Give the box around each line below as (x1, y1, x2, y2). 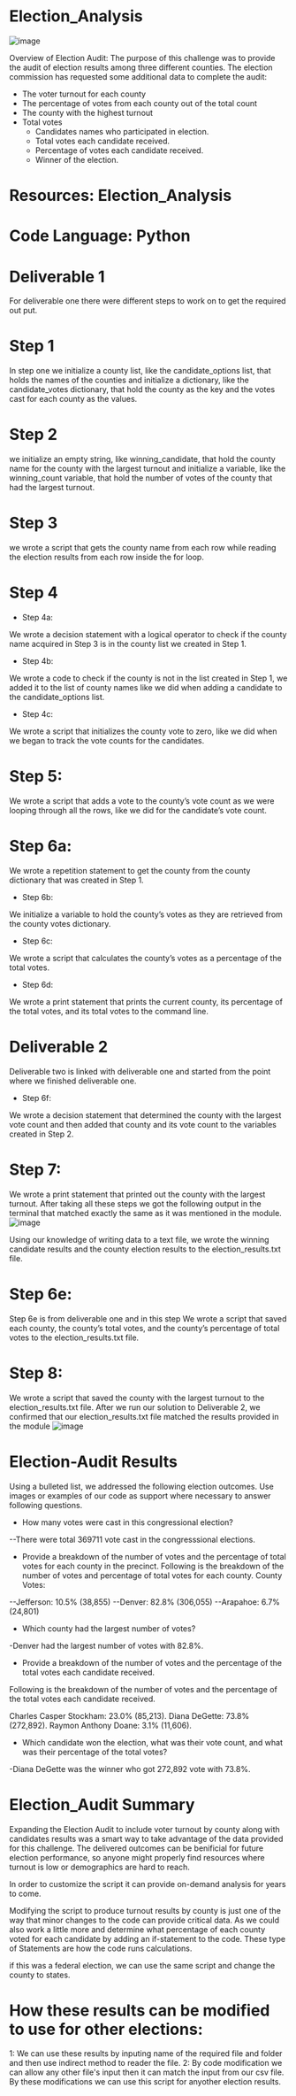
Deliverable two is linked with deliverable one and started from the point (9, 1066, 271, 1076)
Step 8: (9, 1363, 64, 1383)
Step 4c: (21, 709, 53, 719)
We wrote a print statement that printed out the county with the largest (9, 1189, 266, 1199)
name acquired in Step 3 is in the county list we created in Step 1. (9, 639, 247, 649)
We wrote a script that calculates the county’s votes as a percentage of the (9, 952, 283, 963)
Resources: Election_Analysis (9, 186, 232, 205)
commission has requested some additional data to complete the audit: (9, 71, 268, 81)
